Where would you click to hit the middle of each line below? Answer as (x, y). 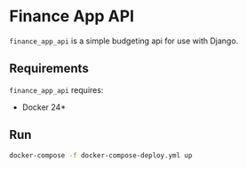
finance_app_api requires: (56, 89)
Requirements (49, 69)
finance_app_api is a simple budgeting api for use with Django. (124, 41)
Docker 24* (44, 107)
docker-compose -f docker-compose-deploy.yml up (101, 155)
